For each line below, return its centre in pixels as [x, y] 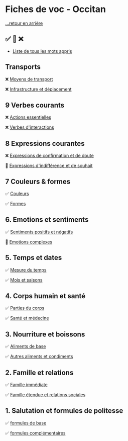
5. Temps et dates [34, 258]
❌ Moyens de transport [29, 79]
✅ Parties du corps [25, 308]
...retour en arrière [24, 23]
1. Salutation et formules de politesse [64, 411]
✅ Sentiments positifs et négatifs [39, 232]
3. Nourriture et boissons [45, 334]
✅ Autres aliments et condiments [39, 357]
